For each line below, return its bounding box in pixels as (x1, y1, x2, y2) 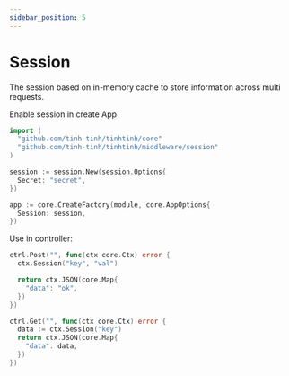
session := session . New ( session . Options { (9, 167, 167, 176)
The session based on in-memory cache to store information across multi (9, 82, 281, 93)
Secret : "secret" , (17, 175, 87, 184)
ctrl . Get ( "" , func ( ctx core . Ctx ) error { (9, 317, 167, 326)
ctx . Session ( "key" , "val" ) (17, 259, 118, 268)
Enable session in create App (9, 109, 118, 120)
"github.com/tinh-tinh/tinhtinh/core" (17, 134, 163, 144)
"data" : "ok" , (25, 283, 78, 292)
